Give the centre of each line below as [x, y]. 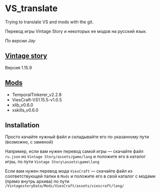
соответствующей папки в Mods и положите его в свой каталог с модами [80, 176]
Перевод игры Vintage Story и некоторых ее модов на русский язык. [76, 31]
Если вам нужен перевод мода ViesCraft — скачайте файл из [69, 171]
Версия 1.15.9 [19, 67]
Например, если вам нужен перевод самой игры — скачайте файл [74, 151]
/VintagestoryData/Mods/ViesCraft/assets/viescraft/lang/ [65, 186]
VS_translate [31, 8]
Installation [22, 125]
